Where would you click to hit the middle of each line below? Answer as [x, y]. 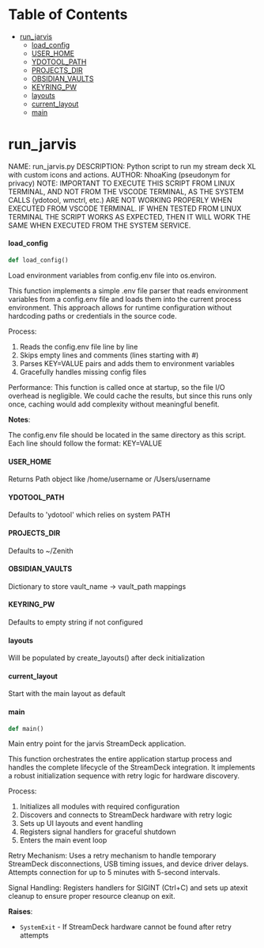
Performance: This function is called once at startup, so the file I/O [117, 387]
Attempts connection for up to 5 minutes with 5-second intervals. [114, 873]
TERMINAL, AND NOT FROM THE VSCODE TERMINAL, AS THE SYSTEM [126, 191]
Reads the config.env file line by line [79, 346]
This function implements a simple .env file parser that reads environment [128, 290]
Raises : [21, 912]
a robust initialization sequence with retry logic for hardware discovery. [124, 776]
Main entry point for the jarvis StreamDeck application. [97, 743]
